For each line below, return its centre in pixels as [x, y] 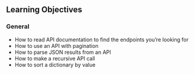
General [18, 27]
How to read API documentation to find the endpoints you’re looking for [102, 39]
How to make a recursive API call [55, 58]
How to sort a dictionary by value [55, 65]
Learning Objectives [44, 10]
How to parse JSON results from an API [63, 52]
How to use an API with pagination [56, 46]
